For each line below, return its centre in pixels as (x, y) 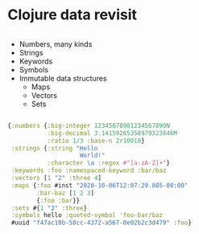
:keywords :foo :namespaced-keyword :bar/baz (89, 170)
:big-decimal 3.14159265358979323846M (112, 133)
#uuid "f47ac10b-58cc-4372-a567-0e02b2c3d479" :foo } (102, 223)
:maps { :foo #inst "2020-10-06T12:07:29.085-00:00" (99, 185)
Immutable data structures (63, 78)
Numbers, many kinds (56, 44)
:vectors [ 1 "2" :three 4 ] (56, 179)
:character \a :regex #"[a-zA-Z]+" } (109, 163)
